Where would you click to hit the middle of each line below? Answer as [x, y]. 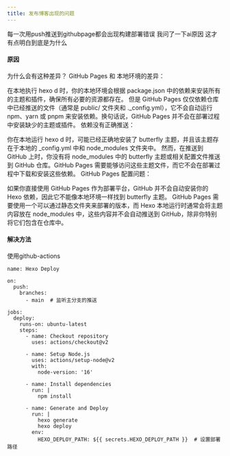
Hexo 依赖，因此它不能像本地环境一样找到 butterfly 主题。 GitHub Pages [109, 197]
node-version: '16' [65, 372]
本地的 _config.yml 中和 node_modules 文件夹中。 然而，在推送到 [111, 147]
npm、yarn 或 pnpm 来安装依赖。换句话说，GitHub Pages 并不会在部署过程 [114, 116]
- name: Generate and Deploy [67, 409]
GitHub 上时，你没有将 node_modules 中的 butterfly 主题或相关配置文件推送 [114, 156]
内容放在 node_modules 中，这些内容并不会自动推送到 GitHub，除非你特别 [112, 214]
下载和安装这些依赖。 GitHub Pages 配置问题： [85, 173]
